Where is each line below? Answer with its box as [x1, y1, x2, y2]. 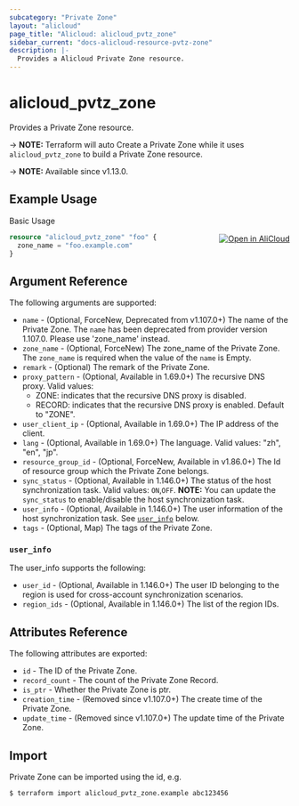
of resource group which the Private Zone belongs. [21, 466, 210, 477]
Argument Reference [9, 273, 128, 289]
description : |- [9, 46, 69, 55]
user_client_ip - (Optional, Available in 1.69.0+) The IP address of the [21, 419, 279, 430]
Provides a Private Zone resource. [9, 122, 134, 133]
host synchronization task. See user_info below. [21, 513, 200, 524]
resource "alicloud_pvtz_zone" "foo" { [9, 232, 158, 241]
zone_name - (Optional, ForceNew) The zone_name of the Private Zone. [21, 343, 280, 354]
